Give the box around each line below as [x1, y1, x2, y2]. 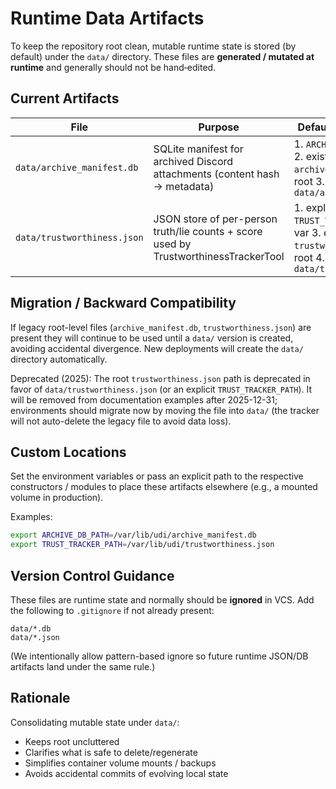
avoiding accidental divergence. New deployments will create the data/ [10, 342, 304, 354]
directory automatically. [10, 353, 108, 365]
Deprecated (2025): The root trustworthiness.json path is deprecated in [10, 372, 311, 384]
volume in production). [10, 492, 104, 504]
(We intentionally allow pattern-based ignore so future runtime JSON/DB [10, 650, 309, 662]
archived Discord [153, 154, 234, 168]
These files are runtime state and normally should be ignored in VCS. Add [10, 593, 315, 606]
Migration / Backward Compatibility [10, 295, 237, 312]
